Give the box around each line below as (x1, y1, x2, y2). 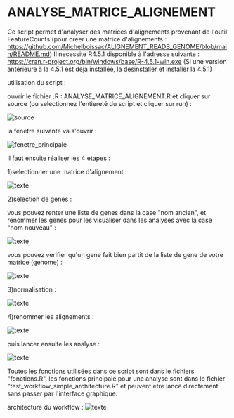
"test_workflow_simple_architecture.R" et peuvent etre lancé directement (7, 381, 219, 390)
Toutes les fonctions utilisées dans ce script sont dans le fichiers (7, 367, 195, 375)
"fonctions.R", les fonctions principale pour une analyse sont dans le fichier (7, 374, 226, 383)
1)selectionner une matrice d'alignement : (7, 167, 128, 176)
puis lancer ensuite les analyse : (7, 339, 100, 348)
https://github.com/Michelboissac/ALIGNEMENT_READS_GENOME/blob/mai (7, 42, 227, 51)
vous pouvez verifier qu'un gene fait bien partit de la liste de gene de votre (7, 250, 223, 259)
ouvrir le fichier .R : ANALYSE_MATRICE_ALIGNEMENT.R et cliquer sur (7, 92, 211, 100)
